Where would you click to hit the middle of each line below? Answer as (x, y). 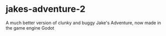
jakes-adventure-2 (45, 9)
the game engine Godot (30, 28)
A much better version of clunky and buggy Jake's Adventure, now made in (83, 23)
